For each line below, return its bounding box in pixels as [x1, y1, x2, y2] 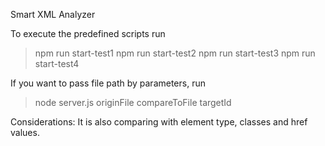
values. [10, 127, 40, 138]
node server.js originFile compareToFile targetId [34, 97, 232, 108]
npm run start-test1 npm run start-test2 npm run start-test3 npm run [34, 47, 316, 59]
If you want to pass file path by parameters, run [10, 77, 206, 89]
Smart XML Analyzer [10, 9, 96, 20]
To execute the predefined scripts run [10, 28, 166, 39]
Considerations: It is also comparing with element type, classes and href [10, 116, 308, 128]
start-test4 [34, 58, 80, 69]
